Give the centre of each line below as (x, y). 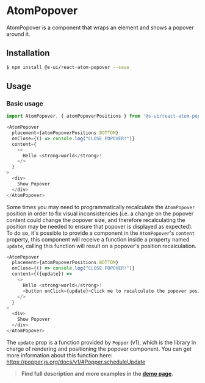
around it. (18, 34)
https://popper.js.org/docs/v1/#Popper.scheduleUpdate (76, 362)
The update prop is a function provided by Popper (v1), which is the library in (101, 342)
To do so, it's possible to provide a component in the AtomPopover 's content (101, 233)
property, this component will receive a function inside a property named (98, 239)
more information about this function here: (59, 355)
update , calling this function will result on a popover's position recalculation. (102, 246)
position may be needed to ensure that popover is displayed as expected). (100, 226)
